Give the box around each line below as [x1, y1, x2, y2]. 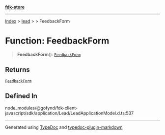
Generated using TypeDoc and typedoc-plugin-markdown [5, 124, 123, 130]
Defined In [5, 92, 38, 100]
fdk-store [5, 4, 25, 10]
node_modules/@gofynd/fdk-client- [5, 105, 78, 111]
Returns [5, 66, 30, 74]
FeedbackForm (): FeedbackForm [17, 51, 81, 57]
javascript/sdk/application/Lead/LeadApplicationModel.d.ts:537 [5, 110, 134, 116]
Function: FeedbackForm [5, 35, 110, 46]
